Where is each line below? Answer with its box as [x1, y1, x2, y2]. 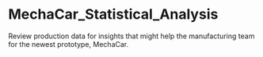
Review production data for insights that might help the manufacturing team [8, 31, 255, 41]
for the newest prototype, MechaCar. [8, 39, 129, 48]
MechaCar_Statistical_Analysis [8, 5, 219, 23]
